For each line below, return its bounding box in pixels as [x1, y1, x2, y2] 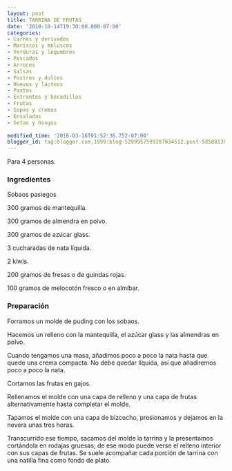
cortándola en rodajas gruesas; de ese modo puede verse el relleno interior [7, 441, 222, 450]
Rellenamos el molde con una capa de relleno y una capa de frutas [7, 392, 197, 401]
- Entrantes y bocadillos [7, 94, 81, 101]
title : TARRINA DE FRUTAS [7, 17, 81, 23]
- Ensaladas [7, 113, 41, 119]
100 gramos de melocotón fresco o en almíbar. [7, 284, 140, 292]
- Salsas [7, 68, 32, 75]
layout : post [7, 10, 45, 17]
